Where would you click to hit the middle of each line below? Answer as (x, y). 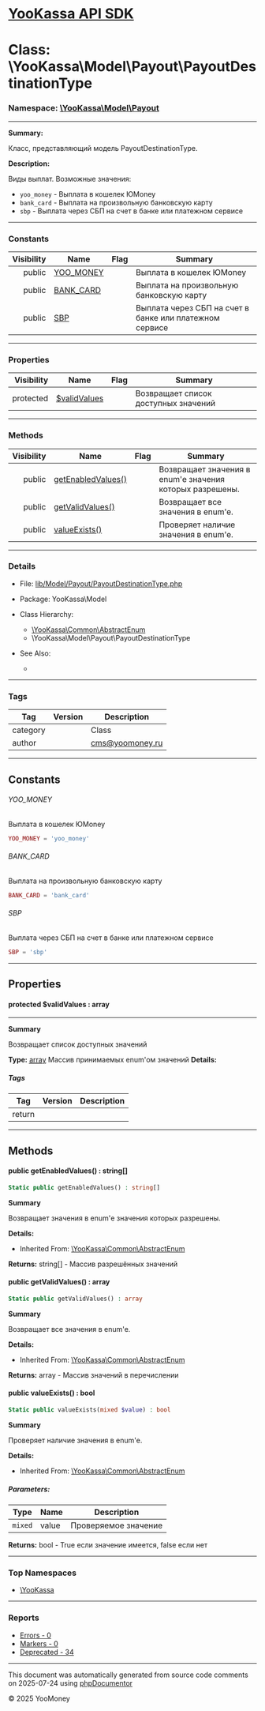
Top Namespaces (43, 1573)
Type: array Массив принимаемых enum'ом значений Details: (112, 1060)
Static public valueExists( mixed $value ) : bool (90, 1410)
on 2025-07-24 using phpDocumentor (70, 1683)
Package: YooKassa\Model (63, 599)
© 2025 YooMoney (39, 1698)
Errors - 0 (35, 1635)
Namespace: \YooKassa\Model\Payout (84, 108)
